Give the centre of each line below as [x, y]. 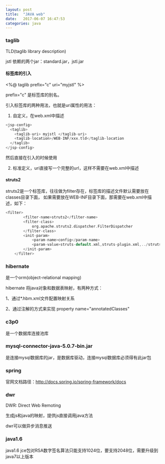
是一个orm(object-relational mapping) [44, 278]
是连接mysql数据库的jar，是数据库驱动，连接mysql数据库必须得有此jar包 [78, 357]
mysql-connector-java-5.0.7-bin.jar [49, 346]
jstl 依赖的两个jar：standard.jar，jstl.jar [45, 61]
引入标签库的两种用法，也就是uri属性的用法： [51, 105]
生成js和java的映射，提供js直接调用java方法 [49, 415]
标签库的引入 [18, 74]
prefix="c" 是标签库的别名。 [34, 95]
